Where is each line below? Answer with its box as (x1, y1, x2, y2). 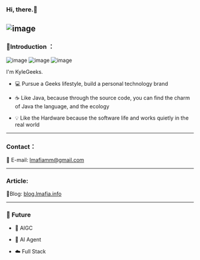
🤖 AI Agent (14, 236, 42, 243)
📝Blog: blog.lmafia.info (6, 190, 62, 198)
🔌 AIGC (14, 224, 33, 231)
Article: (6, 177, 29, 185)
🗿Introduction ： (6, 43, 55, 51)
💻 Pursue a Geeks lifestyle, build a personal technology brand (14, 80, 168, 87)
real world (14, 121, 40, 128)
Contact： (6, 142, 36, 151)
